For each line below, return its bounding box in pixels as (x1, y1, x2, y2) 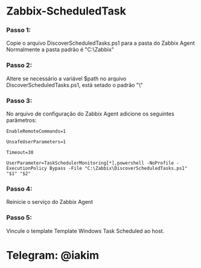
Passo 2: (6, 61, 32, 70)
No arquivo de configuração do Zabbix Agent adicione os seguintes (6, 110, 174, 117)
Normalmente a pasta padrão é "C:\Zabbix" (6, 46, 115, 53)
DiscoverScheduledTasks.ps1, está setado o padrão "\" (6, 81, 143, 88)
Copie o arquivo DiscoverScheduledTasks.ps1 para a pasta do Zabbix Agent (6, 39, 195, 47)
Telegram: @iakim (6, 248, 100, 262)
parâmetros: (6, 117, 37, 124)
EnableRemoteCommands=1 (6, 128, 66, 134)
